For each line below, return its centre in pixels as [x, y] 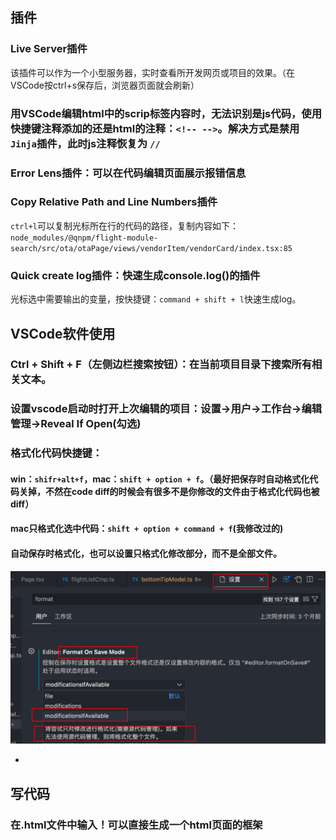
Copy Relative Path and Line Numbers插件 [114, 202]
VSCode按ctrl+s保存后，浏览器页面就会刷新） [105, 85]
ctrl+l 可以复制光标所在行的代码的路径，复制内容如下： [124, 225]
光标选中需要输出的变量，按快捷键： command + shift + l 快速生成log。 [156, 299]
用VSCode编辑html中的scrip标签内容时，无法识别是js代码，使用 [166, 113]
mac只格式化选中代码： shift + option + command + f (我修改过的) [147, 529]
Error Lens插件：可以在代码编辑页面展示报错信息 [128, 173]
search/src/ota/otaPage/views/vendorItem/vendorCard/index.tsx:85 [151, 248]
